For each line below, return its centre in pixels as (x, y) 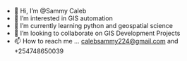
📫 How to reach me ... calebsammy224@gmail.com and (96, 41)
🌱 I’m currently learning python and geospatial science (93, 26)
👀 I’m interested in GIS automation (63, 18)
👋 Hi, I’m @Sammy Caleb (50, 11)
